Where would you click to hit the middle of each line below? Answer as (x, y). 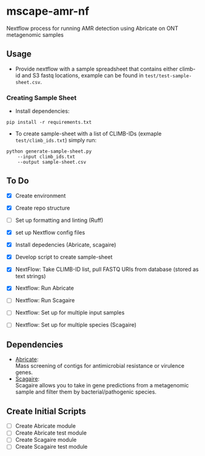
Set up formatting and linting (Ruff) (59, 220)
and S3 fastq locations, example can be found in (83, 75)
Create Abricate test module (51, 433)
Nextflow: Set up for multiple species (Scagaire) (76, 325)
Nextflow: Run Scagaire (45, 300)
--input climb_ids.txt (46, 157)
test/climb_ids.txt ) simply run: (56, 140)
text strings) (30, 276)
